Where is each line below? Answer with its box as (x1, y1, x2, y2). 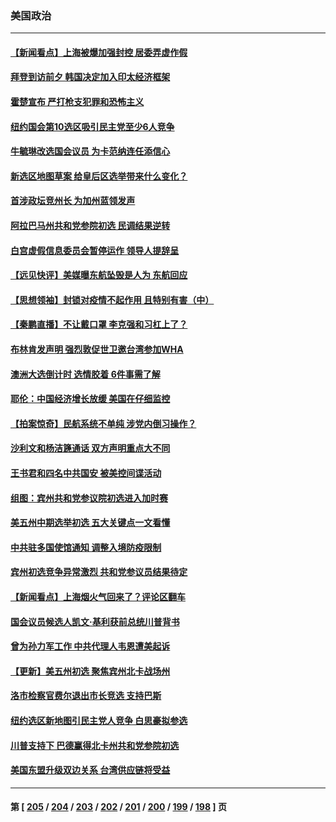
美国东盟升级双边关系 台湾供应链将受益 (10, 764, 171, 776)
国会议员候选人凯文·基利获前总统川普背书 (10, 615, 180, 627)
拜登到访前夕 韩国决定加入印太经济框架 (10, 71, 171, 83)
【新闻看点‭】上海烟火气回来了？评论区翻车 (10, 590, 186, 602)
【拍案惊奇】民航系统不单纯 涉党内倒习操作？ (10, 417, 197, 429)
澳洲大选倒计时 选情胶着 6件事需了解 (10, 368, 161, 380)
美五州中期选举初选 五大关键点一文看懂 (10, 517, 171, 529)
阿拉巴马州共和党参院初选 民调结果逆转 (10, 220, 171, 232)
